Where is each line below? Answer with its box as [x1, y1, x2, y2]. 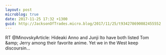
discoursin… [5, 45, 31, 51]
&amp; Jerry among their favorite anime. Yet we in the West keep [5, 40, 139, 46]
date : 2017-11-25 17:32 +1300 [5, 16, 68, 21]
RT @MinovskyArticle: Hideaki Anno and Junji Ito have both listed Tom [5, 35, 149, 41]
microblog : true [5, 12, 39, 17]
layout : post [5, 7, 32, 12]
